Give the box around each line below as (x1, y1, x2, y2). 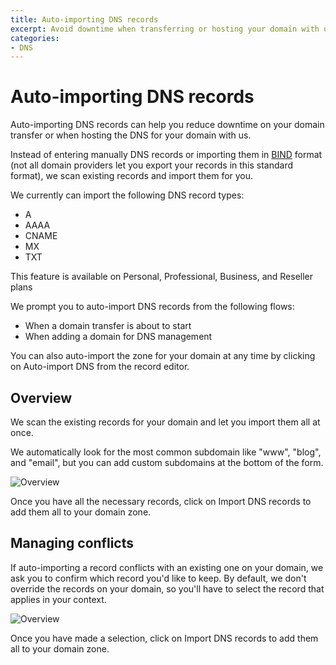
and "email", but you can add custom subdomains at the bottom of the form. (10, 457, 324, 468)
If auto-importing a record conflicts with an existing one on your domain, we (10, 561, 324, 573)
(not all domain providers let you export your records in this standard (10, 159, 294, 171)
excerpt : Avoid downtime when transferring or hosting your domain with (10, 24, 320, 34)
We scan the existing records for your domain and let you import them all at (10, 416, 321, 428)
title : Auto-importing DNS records (10, 14, 159, 25)
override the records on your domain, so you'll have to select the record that (10, 582, 325, 595)
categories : (10, 33, 60, 43)
